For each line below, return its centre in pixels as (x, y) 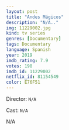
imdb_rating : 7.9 (27, 60)
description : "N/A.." (32, 22)
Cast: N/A (17, 110)
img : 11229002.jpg (28, 28)
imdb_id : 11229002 (28, 71)
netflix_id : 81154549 (32, 77)
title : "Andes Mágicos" (35, 17)
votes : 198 (19, 66)
